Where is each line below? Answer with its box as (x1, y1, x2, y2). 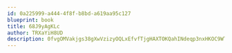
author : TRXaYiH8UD (7, 29, 64, 36)
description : (7, 36, 45, 43)
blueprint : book (7, 17, 54, 23)
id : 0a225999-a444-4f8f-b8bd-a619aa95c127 (7, 10, 131, 17)
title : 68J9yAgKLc (7, 23, 60, 30)
